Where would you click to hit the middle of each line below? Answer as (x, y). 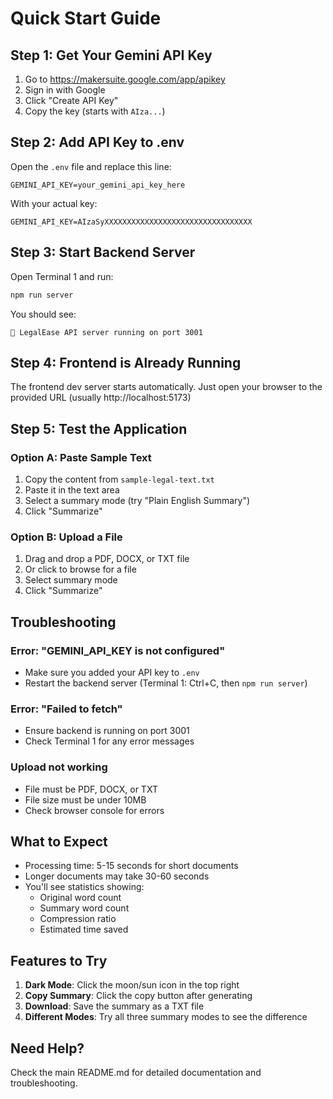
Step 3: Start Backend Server (103, 252)
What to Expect (59, 841)
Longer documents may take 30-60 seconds (117, 876)
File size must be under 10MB (85, 799)
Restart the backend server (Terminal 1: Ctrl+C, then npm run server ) (166, 683)
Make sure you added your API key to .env (112, 672)
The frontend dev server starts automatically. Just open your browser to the (166, 387)
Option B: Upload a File (66, 537)
